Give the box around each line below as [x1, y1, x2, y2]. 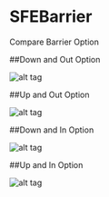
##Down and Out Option [9, 54, 101, 64]
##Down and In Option [9, 124, 94, 135]
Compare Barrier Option [9, 36, 100, 47]
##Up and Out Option [9, 89, 90, 100]
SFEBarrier [9, 6, 93, 27]
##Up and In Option [9, 159, 84, 170]
